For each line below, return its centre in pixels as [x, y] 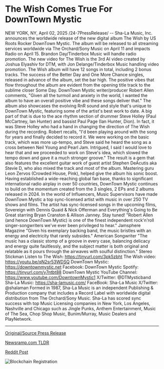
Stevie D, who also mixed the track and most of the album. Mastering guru [80, 168]
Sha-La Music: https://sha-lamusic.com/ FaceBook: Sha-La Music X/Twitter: [82, 282]
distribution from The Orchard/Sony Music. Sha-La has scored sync [73, 298]
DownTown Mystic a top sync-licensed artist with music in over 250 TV [77, 199]
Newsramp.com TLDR [27, 342]
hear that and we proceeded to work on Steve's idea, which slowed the [77, 152]
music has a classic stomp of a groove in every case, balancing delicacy [78, 241]
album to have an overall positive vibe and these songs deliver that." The [78, 100]
